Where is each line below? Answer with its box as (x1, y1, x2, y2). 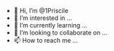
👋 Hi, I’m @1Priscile (13, 7, 69, 14)
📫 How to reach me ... (13, 37, 78, 44)
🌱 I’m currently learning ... (13, 21, 88, 29)
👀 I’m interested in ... (13, 14, 73, 22)
